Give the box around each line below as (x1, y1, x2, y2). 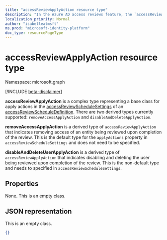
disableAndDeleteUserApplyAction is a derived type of (5, 149, 120, 155)
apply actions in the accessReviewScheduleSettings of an (5, 103, 124, 110)
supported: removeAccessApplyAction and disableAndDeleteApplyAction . (5, 114, 152, 120)
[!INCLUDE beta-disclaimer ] (5, 88, 62, 95)
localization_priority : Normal (5, 16, 70, 21)
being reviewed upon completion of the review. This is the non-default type (5, 160, 160, 166)
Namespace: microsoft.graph (5, 79, 65, 85)
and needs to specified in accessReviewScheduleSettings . (5, 165, 122, 171)
